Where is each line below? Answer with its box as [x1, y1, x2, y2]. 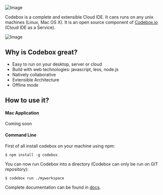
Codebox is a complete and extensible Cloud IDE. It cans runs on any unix [5, 14, 154, 20]
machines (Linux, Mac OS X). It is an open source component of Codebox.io [5, 20, 158, 25]
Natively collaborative [12, 72, 56, 77]
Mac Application [5, 110, 40, 116]
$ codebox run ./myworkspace [5, 175, 64, 181]
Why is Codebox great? [5, 48, 78, 56]
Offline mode [12, 82, 39, 88]
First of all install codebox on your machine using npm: [5, 143, 115, 149]
